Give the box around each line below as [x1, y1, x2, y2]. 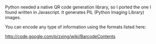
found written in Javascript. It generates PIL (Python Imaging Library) [5, 9, 145, 15]
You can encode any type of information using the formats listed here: [5, 24, 146, 30]
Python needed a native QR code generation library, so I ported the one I [5, 4, 152, 10]
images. [5, 15, 21, 20]
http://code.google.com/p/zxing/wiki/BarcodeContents [5, 34, 116, 39]
